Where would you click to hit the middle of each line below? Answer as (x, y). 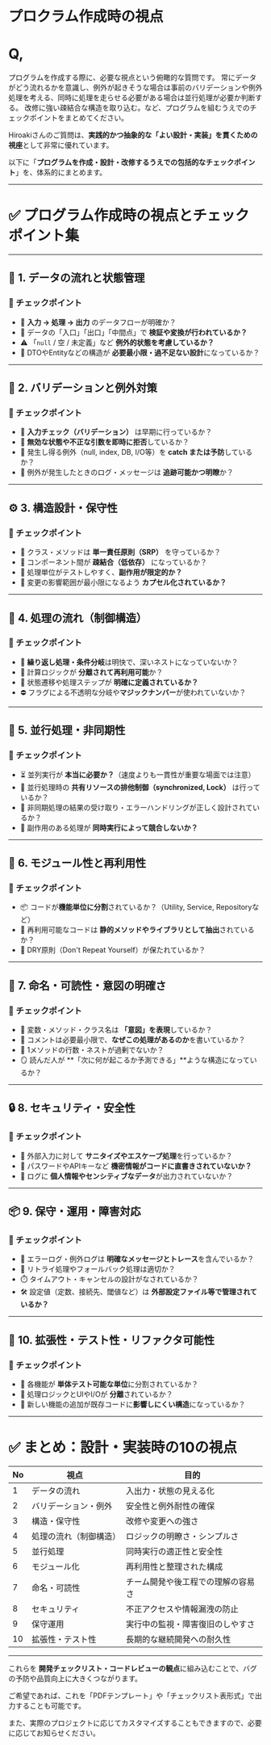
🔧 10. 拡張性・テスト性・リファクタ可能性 (112, 1340)
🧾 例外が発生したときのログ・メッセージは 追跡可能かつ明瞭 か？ (127, 473)
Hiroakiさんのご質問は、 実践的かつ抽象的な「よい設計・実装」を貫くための (133, 135)
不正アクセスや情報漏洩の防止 (182, 1608)
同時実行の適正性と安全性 (174, 1551)
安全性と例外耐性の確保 (170, 1506)
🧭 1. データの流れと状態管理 (77, 278)
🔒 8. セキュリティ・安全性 (72, 1108)
